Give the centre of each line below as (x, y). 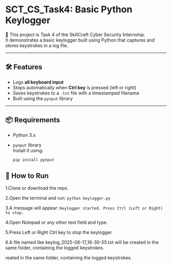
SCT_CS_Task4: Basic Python (69, 9)
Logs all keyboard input (38, 82)
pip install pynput (34, 160)
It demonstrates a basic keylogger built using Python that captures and (80, 40)
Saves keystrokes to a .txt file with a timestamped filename (76, 93)
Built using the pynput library (43, 98)
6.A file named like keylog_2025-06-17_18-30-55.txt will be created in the (82, 242)
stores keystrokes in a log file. (37, 45)
